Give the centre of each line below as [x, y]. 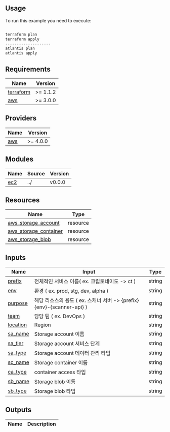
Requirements [28, 69]
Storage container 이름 [61, 363]
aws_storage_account [34, 223]
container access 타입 [60, 372]
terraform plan [21, 34]
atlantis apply [21, 53]
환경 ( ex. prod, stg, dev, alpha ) [71, 291]
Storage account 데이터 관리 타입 [72, 353]
